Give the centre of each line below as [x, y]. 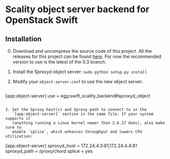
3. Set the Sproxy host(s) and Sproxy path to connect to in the [76, 110]
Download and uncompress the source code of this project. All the [82, 51]
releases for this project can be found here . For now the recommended [87, 56]
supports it [18, 118]
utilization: [19, 136]
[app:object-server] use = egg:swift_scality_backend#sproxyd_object [78, 96]
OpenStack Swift [41, 20]
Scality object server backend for [77, 9]
